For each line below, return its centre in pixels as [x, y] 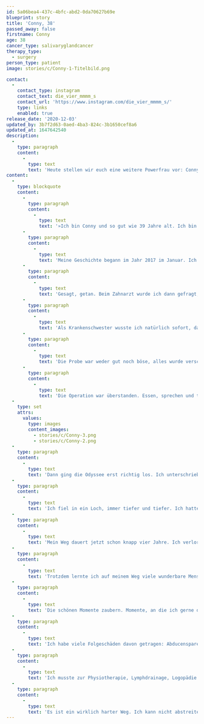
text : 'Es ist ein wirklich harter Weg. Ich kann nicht [100, 712]
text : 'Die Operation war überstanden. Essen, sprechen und [116, 395]
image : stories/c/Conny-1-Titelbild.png [58, 68]
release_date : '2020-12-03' [42, 119]
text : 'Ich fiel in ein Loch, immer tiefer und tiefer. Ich [106, 508]
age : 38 [16, 40]
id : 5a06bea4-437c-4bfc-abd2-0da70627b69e [61, 12]
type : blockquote [39, 187]
